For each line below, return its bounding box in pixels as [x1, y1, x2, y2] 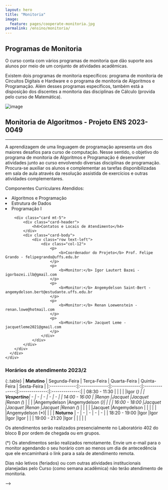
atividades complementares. [5, 175, 64, 181]
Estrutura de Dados [11, 200, 51, 206]
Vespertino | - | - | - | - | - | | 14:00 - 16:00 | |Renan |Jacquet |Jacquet [5, 394, 149, 400]
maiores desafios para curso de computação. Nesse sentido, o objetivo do [5, 149, 159, 155]
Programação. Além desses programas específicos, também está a [5, 83, 143, 89]
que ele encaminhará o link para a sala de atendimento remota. [5, 451, 135, 457]
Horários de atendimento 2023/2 [5, 367, 86, 374]
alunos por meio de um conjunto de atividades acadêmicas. [5, 63, 128, 69]
